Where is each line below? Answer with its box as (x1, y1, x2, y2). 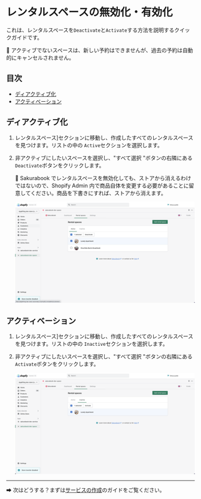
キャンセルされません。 (16, 54, 75, 61)
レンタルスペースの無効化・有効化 (6, 5, 173, 19)
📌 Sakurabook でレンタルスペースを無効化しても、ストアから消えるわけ (14, 174, 191, 181)
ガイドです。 (11, 34, 43, 41)
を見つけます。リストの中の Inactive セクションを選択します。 (14, 340, 169, 348)
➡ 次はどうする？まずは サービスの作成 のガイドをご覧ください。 (6, 486, 165, 494)
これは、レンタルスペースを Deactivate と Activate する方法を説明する (6, 26, 175, 34)
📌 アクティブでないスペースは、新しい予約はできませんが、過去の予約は (6, 46, 183, 54)
